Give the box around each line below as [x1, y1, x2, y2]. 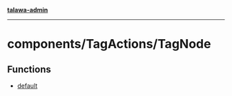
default [17, 82, 38, 90]
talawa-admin [7, 6, 48, 14]
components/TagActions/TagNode [7, 36, 211, 52]
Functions [7, 63, 52, 75]
